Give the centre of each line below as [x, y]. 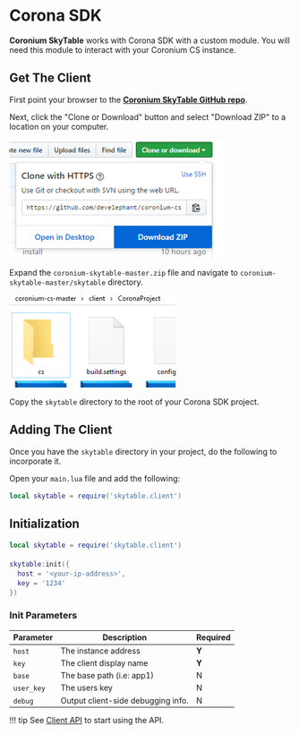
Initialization [45, 523]
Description [125, 637]
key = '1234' [42, 583]
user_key [30, 689]
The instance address [100, 651]
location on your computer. [59, 126]
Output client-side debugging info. [125, 700]
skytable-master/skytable [57, 283]
